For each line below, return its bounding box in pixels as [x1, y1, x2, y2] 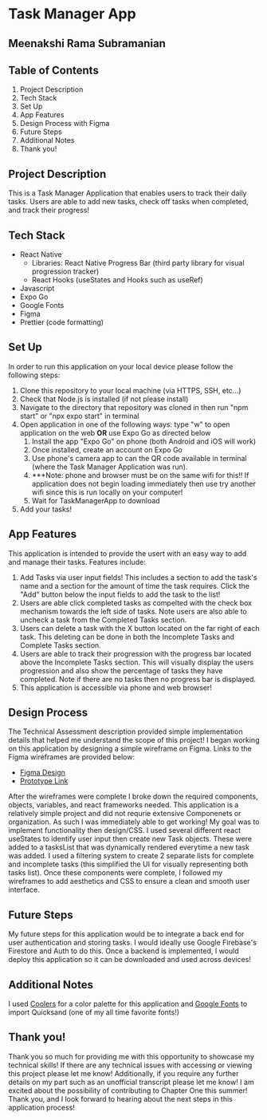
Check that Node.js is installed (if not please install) [19, 394, 189, 404]
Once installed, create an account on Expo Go [31, 444, 183, 455]
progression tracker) [31, 266, 100, 276]
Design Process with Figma [19, 119, 110, 128]
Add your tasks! [19, 504, 73, 514]
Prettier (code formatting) [19, 317, 104, 327]
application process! [8, 1102, 76, 1112]
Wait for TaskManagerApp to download [31, 495, 161, 505]
